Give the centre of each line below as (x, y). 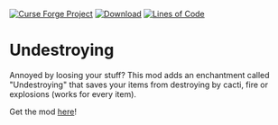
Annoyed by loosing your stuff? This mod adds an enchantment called (139, 75)
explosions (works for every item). (73, 94)
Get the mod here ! (43, 112)
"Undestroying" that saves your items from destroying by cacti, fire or (139, 85)
